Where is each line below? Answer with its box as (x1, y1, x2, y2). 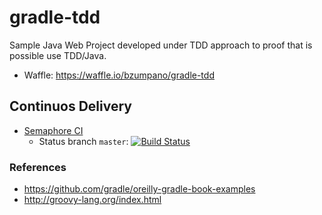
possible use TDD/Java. (9, 49, 107, 61)
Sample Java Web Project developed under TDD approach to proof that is (9, 39, 313, 51)
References (9, 160, 67, 174)
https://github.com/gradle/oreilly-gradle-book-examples (23, 183, 256, 195)
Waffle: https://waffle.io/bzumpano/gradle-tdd (23, 69, 215, 81)
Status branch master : (38, 135, 129, 147)
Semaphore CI (23, 124, 84, 136)
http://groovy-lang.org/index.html (23, 194, 162, 206)
